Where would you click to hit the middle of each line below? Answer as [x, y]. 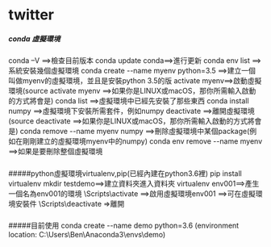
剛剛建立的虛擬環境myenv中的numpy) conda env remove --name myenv [142, 141]
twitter [31, 15]
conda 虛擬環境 [34, 39]
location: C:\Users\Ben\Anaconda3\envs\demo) [87, 234]
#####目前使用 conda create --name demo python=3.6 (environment [124, 225]
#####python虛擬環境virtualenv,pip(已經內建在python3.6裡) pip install [125, 173]
